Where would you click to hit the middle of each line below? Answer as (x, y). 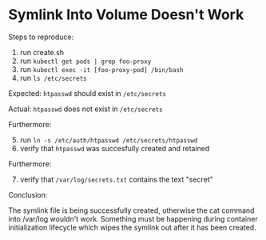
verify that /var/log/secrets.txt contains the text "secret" (116, 179)
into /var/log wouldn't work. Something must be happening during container (133, 218)
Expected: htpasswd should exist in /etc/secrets (87, 93)
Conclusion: (28, 194)
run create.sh (42, 52)
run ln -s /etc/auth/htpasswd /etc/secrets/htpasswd (109, 140)
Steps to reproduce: (41, 37)
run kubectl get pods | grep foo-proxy (85, 61)
